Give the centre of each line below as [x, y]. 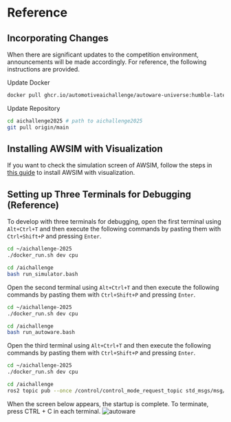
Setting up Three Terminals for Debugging [99, 194]
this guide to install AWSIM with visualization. [71, 173]
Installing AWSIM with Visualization [85, 149]
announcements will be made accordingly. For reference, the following [107, 62]
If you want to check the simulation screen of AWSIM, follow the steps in [110, 165]
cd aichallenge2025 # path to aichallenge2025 [75, 121]
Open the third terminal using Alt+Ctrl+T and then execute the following [109, 346]
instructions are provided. [44, 69]
